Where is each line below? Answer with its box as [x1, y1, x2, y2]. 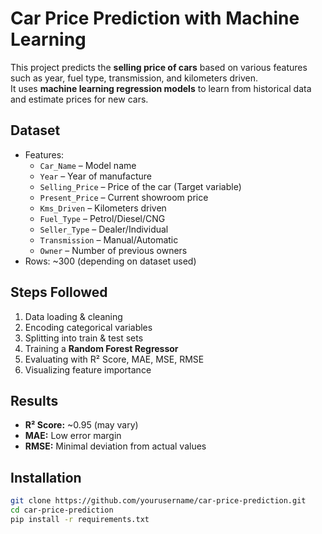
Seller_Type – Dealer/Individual [39, 223, 169, 235]
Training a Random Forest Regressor [24, 342, 179, 354]
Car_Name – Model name [39, 159, 137, 171]
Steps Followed [10, 284, 108, 301]
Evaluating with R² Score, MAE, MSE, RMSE [24, 353, 205, 365]
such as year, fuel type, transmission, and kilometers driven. [10, 72, 258, 84]
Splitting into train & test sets [24, 332, 144, 344]
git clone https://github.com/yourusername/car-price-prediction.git [10, 496, 307, 506]
